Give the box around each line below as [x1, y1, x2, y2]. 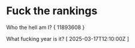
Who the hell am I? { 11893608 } [6, 24, 85, 31]
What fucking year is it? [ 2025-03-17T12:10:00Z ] [6, 35, 130, 42]
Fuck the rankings [6, 4, 98, 18]
